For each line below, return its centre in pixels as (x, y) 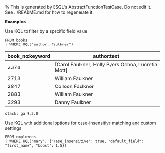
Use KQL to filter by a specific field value (46, 31)
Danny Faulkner (73, 102)
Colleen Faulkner (74, 86)
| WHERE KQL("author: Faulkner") (39, 44)
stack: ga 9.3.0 (22, 114)
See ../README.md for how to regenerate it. (50, 12)
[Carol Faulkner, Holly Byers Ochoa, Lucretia (106, 64)
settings (13, 128)
